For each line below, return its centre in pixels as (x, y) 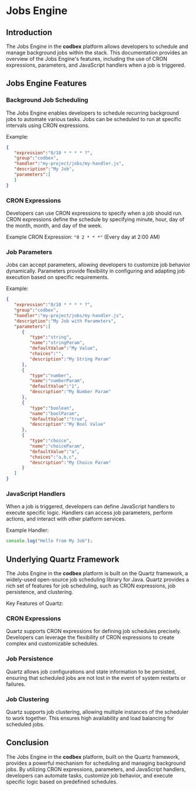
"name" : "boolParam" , (55, 414)
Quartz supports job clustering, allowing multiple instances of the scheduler (97, 711)
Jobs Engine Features (47, 83)
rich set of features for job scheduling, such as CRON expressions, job (91, 586)
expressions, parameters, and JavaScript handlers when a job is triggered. (96, 65)
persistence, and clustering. (40, 592)
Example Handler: (27, 530)
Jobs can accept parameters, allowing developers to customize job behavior (98, 265)
